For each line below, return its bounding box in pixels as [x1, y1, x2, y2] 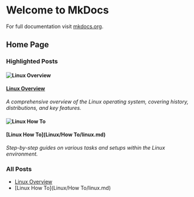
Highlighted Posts [6, 57, 59, 65]
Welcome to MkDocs [6, 4, 110, 17]
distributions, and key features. [6, 105, 81, 112]
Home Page [6, 40, 49, 50]
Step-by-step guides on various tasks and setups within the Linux [6, 144, 165, 151]
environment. [6, 150, 38, 157]
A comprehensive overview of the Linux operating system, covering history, [6, 98, 189, 105]
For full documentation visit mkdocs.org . [6, 23, 104, 30]
